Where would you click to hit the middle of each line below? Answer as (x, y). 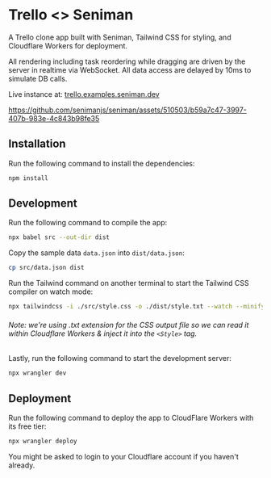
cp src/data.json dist (46, 268)
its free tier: (27, 426)
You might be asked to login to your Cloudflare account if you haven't (124, 456)
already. (22, 465)
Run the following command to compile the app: (88, 223)
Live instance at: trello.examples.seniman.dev (84, 94)
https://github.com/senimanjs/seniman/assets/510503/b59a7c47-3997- (128, 110)
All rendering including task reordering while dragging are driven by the (127, 61)
